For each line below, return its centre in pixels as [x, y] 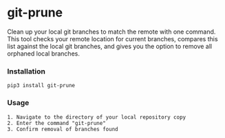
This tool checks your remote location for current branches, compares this [112, 38]
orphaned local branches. [44, 54]
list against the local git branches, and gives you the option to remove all [110, 46]
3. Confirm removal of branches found [63, 129]
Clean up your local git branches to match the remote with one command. [111, 32]
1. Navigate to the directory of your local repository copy [97, 117]
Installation [26, 71]
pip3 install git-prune [41, 86]
